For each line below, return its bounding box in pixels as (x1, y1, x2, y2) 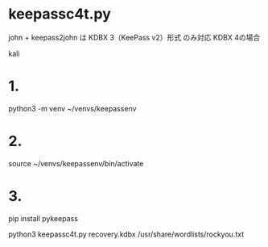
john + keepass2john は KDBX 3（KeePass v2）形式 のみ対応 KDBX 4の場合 (8, 32, 261, 42)
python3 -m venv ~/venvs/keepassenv (8, 103, 137, 113)
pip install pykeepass (8, 213, 79, 223)
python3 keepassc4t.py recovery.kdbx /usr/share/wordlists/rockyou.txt (8, 229, 244, 239)
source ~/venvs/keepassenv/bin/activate (8, 158, 144, 168)
